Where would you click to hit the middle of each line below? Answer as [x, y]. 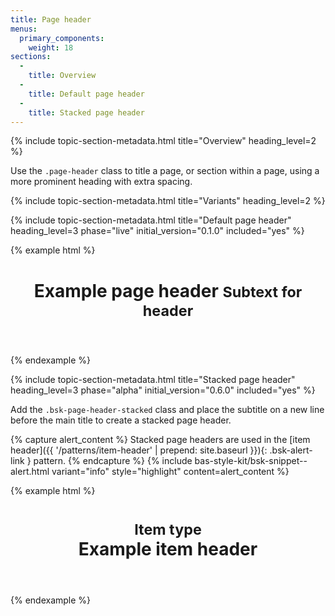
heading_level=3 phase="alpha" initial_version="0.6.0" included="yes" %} [163, 390]
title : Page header [51, 19]
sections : [31, 57]
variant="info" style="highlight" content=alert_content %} [170, 471]
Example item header [168, 548]
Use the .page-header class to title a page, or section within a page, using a [165, 171]
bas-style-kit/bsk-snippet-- [251, 460]
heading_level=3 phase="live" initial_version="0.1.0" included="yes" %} [157, 231]
